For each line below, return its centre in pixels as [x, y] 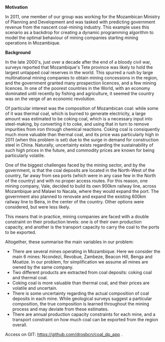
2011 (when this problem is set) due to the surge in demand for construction [82, 140]
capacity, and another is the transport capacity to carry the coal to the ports [82, 227]
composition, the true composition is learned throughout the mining [81, 304]
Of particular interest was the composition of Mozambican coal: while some [82, 108]
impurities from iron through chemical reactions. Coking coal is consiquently [82, 129]
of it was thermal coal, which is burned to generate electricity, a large [76, 114]
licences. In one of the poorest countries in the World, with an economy [78, 88]
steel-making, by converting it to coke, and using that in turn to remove [77, 124]
